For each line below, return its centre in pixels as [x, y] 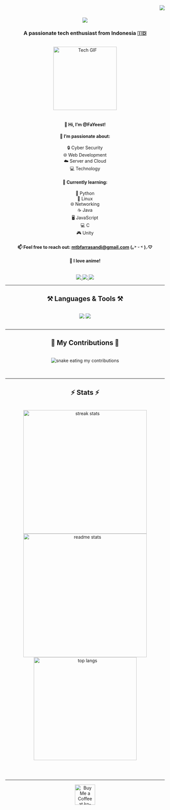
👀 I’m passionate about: [85, 136]
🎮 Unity [85, 233]
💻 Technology [85, 169]
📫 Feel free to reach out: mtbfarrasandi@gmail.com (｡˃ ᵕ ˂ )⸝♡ [85, 247]
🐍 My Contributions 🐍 [85, 343]
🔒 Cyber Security [85, 148]
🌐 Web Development [85, 155]
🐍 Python [85, 193]
